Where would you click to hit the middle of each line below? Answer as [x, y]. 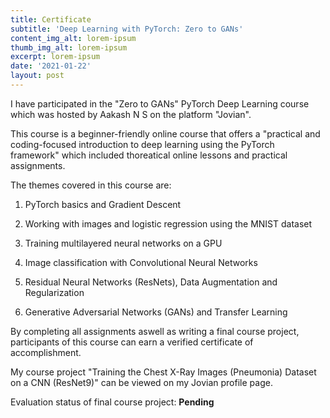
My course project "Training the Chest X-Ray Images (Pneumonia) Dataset [163, 372]
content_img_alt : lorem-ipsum [73, 38]
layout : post [37, 76]
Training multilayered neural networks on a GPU [123, 243]
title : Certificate [51, 19]
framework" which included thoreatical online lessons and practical [149, 155]
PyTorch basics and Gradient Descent [103, 204]
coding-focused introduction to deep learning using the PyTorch [142, 144]
